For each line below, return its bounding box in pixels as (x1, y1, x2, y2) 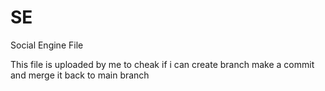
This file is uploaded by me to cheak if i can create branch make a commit (10, 58, 315, 70)
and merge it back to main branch (10, 69, 150, 81)
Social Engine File (10, 39, 84, 51)
